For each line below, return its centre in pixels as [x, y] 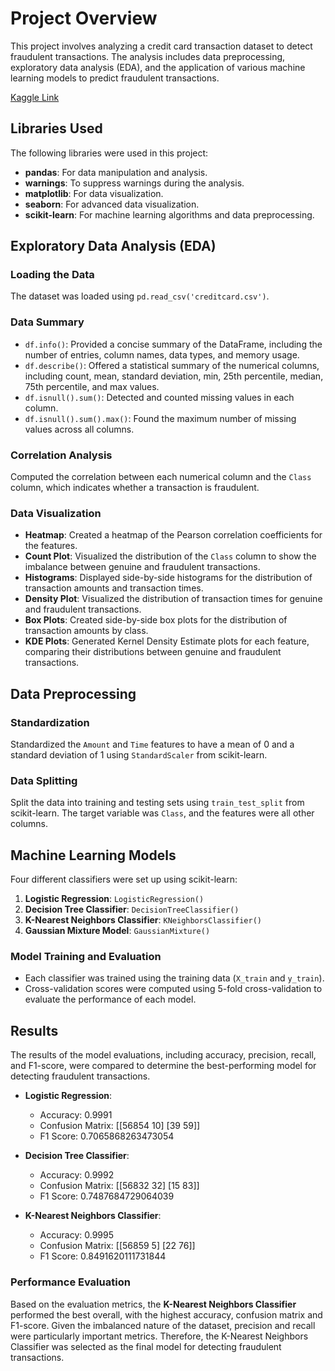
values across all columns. [79, 429]
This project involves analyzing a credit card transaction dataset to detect [161, 46]
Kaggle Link [35, 97]
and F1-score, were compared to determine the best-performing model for [163, 1066]
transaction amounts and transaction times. [114, 588]
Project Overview [84, 18]
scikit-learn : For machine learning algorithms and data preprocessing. [169, 214]
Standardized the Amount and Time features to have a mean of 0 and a [152, 744]
